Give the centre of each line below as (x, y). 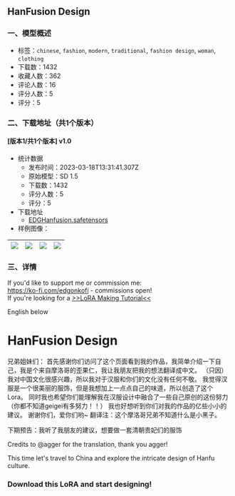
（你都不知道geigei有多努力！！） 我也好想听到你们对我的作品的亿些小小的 (117, 406)
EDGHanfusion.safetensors (68, 220)
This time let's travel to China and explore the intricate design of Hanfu (111, 458)
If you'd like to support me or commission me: (75, 283)
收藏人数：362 (39, 76)
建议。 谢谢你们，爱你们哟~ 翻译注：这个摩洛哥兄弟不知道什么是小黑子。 (114, 415)
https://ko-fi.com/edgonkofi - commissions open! (80, 290)
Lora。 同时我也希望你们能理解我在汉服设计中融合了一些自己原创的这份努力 (118, 397)
